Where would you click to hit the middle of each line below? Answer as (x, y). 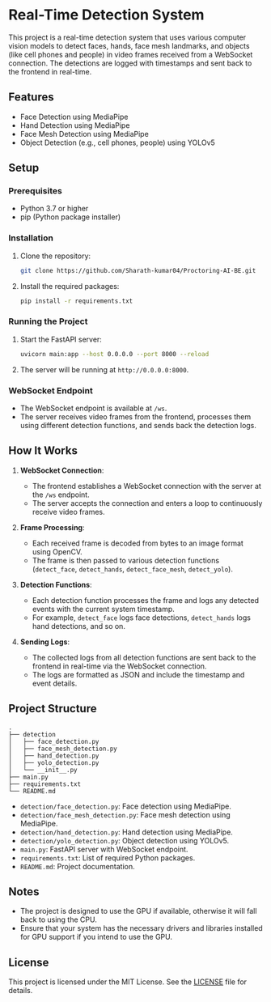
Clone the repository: (55, 256)
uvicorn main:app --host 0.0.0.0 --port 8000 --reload (114, 354)
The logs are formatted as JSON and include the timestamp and (138, 674)
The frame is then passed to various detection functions (126, 560)
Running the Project (48, 321)
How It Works (43, 451)
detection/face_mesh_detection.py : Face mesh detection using (125, 814)
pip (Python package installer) (70, 217)
